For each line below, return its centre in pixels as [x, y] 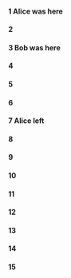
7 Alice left [26, 121]
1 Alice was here [36, 11]
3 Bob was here [35, 47]
